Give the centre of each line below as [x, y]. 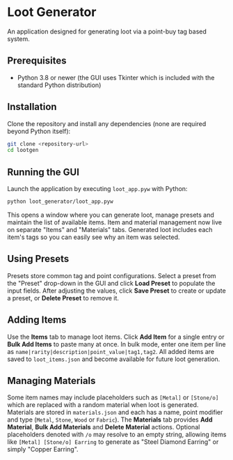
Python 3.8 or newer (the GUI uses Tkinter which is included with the [116, 77]
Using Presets [38, 259]
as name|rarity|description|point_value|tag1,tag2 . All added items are [111, 351]
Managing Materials [51, 381]
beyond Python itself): [39, 131]
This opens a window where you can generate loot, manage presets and [111, 215]
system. [18, 38]
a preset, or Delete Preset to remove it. [63, 298]
